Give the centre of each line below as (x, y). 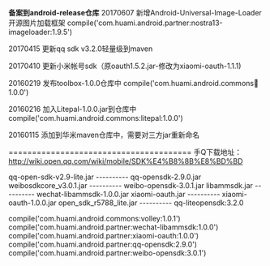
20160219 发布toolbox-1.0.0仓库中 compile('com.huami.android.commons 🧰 (134, 83)
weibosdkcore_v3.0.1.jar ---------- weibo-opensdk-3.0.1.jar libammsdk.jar (131, 185)
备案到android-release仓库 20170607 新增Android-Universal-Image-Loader (135, 13)
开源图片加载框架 (37, 23)
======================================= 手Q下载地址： (125, 152)
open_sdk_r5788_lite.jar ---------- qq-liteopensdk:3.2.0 (151, 203)
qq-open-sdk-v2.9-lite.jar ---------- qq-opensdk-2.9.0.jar (105, 177)
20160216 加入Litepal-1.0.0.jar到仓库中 (73, 109)
